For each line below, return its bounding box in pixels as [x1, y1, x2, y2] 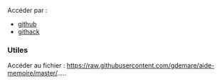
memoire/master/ [7, 69, 58, 78]
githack [17, 28, 41, 36]
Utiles [7, 45, 28, 55]
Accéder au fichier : [7, 61, 65, 70]
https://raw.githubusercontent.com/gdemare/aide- [66, 61, 215, 70]
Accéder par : [7, 6, 48, 14]
